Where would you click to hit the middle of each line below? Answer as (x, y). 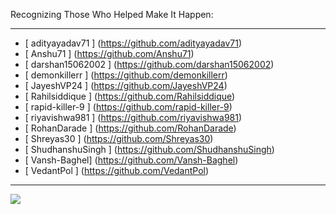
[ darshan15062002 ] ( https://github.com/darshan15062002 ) (149, 64)
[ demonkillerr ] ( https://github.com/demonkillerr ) (126, 75)
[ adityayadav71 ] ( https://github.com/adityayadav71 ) (133, 43)
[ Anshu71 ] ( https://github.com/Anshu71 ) (109, 53)
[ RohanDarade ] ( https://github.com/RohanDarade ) (130, 128)
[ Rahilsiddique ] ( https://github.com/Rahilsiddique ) (130, 96)
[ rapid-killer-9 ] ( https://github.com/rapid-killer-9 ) (128, 107)
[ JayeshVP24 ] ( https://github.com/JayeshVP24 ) (126, 85)
